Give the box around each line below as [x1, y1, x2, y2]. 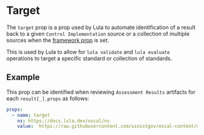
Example [6, 72, 40, 82]
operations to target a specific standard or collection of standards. [6, 54, 172, 62]
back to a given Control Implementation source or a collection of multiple [6, 30, 190, 37]
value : [17, 123, 34, 130]
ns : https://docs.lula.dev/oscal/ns [17, 117, 110, 124]
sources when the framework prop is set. [6, 36, 109, 44]
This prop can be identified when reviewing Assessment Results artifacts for [6, 88, 196, 96]
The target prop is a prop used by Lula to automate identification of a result [6, 24, 195, 31]
